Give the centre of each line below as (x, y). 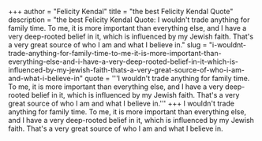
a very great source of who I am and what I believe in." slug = (108, 45)
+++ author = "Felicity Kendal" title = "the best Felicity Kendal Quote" (121, 11)
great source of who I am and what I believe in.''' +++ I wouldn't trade (122, 103)
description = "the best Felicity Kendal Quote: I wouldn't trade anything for (129, 20)
